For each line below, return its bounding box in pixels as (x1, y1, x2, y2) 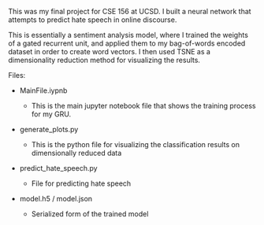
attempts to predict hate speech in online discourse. (8, 15, 177, 24)
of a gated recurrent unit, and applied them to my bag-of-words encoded (8, 39, 246, 48)
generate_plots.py (19, 125, 79, 134)
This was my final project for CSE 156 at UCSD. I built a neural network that (8, 7, 251, 16)
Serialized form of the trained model (31, 209, 149, 219)
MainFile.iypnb (19, 86, 68, 95)
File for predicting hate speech (31, 179, 132, 188)
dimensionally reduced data (31, 149, 122, 157)
